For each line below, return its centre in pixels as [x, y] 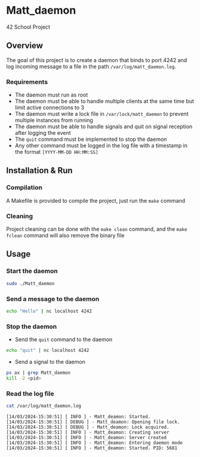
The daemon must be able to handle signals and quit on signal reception [104, 126]
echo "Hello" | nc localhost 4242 [49, 311]
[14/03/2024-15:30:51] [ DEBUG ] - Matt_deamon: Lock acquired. [88, 427]
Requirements [27, 82]
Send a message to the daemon [53, 299]
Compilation [24, 187]
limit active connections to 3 [50, 107]
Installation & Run [39, 171]
